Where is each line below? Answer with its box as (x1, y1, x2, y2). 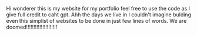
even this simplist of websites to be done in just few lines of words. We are (6, 17, 187, 24)
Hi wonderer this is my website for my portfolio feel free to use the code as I (6, 5, 190, 12)
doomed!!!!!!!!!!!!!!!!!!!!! (6, 23, 58, 30)
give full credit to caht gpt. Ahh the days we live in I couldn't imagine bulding (6, 11, 191, 18)
